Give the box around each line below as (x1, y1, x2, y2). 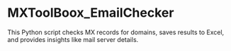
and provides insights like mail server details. (7, 35, 139, 43)
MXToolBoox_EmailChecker (7, 5, 174, 21)
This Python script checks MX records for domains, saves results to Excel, (7, 28, 225, 36)
